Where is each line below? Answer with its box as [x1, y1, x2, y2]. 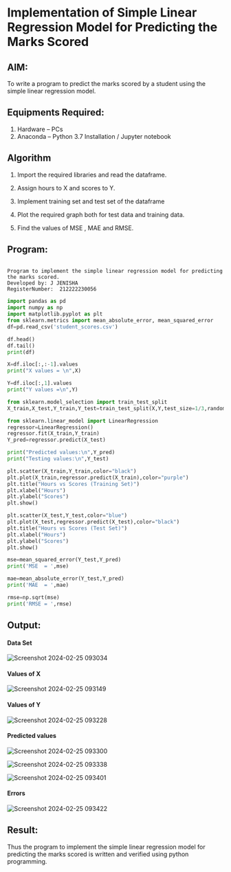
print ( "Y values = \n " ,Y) [7, 386, 78, 393]
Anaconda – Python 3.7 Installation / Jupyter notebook [16, 132, 171, 140]
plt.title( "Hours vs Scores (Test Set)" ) [7, 524, 128, 532]
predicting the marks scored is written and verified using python [7, 850, 189, 858]
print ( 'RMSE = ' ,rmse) [7, 600, 72, 607]
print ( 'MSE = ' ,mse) [7, 563, 69, 570]
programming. [7, 857, 47, 865]
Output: [7, 620, 41, 631]
